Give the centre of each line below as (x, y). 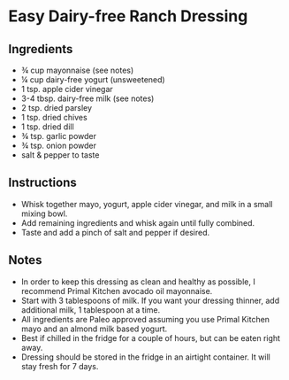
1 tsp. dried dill (47, 127)
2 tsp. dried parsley (57, 108)
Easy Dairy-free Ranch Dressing (128, 16)
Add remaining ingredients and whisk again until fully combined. (138, 222)
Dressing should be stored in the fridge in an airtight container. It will (145, 357)
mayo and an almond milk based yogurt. (94, 329)
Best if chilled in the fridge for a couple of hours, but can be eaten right (150, 337)
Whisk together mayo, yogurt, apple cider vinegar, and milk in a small (147, 204)
